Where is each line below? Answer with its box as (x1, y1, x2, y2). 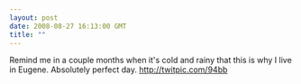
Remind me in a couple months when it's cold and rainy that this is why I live (9, 55, 293, 66)
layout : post (9, 13, 59, 23)
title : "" (9, 30, 47, 39)
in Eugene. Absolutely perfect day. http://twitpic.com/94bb (9, 64, 228, 75)
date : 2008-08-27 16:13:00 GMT (9, 22, 127, 31)
